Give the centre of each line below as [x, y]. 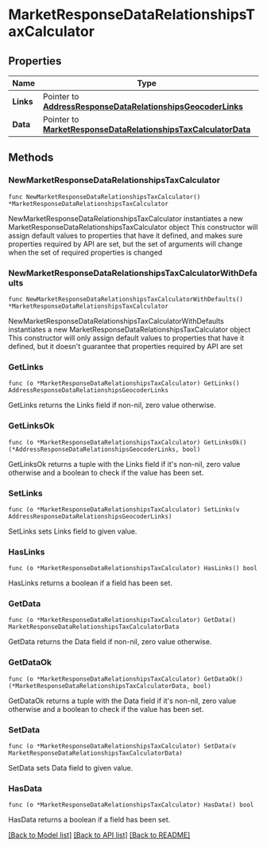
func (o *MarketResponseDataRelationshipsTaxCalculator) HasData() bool [131, 805]
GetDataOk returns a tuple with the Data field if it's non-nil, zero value [122, 701]
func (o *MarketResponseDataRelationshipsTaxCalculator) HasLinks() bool [133, 569]
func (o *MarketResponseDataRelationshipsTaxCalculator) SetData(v [122, 746]
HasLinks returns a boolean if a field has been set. [90, 583]
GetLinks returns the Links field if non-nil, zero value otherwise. [112, 405]
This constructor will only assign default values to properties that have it [126, 338]
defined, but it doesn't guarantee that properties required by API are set [126, 346]
